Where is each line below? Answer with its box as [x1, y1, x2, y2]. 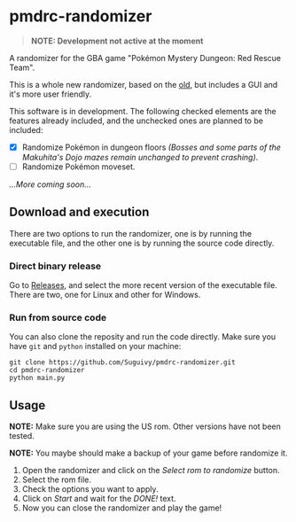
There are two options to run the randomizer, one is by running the [9, 228, 253, 238]
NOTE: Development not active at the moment [30, 35, 204, 46]
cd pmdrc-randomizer [9, 366, 86, 375]
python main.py [9, 374, 66, 383]
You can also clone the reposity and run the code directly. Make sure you [9, 331, 277, 342]
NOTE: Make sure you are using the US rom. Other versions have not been [9, 421, 282, 432]
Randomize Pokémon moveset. [21, 161, 136, 172]
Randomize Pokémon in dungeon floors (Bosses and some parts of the [21, 142, 281, 152]
